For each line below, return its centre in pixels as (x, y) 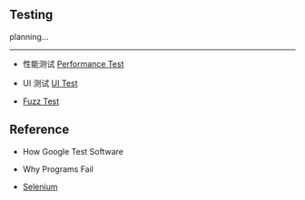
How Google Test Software (73, 151)
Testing (31, 15)
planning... (29, 36)
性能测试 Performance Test (73, 63)
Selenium (40, 186)
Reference (39, 130)
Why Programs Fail (58, 169)
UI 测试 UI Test (50, 83)
